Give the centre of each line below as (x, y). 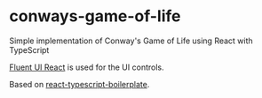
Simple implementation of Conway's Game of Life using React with (131, 41)
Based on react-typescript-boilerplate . (79, 84)
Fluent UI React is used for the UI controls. (87, 67)
